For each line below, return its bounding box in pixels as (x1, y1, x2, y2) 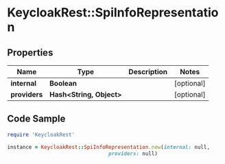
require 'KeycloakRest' (7, 131, 75, 138)
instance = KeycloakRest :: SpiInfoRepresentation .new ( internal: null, (7, 143, 211, 150)
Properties (7, 47, 54, 58)
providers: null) (108, 150, 158, 157)
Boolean (49, 79, 78, 88)
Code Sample (7, 113, 66, 125)
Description (128, 67, 168, 76)
